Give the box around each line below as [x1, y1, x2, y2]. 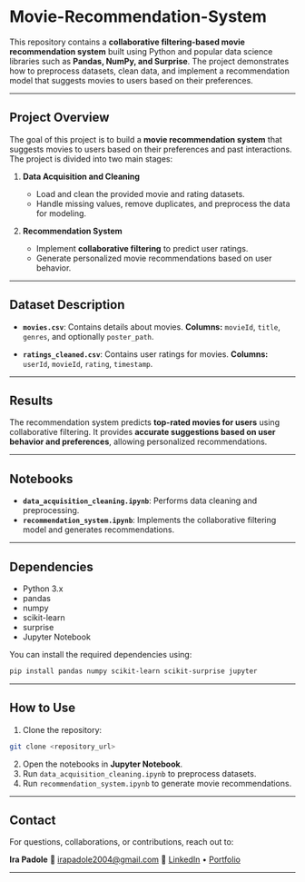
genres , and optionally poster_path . [22, 331, 154, 342]
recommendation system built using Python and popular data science [9, 45, 273, 56]
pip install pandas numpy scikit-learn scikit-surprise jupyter [9, 667, 258, 676]
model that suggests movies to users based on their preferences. [9, 74, 254, 85]
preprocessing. [22, 505, 80, 516]
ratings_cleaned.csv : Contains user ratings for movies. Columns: [22, 348, 269, 360]
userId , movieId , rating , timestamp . [22, 358, 153, 369]
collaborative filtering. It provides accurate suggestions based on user [9, 427, 276, 438]
